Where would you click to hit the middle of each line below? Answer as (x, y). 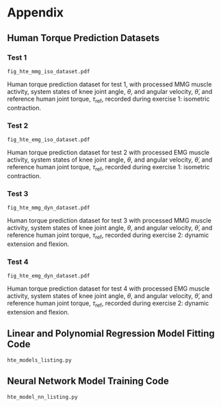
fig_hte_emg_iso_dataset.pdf (49, 139)
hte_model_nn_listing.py (42, 397)
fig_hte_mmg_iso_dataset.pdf (49, 71)
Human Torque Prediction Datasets (83, 38)
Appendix (35, 13)
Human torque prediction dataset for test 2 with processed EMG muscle (108, 152)
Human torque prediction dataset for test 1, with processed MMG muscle (109, 84)
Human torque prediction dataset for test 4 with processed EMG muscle (108, 288)
